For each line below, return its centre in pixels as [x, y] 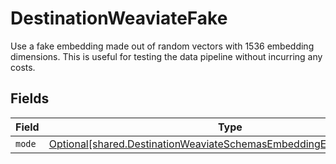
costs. [23, 67]
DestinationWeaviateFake [119, 18]
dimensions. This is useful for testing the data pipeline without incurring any [166, 56]
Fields [30, 98]
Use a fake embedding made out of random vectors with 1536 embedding [162, 46]
